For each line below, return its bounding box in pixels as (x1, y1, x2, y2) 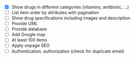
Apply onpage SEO (11, 42, 50, 48)
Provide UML (11, 20, 38, 26)
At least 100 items (11, 37, 48, 43)
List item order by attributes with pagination (11, 10, 99, 16)
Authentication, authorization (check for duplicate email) (11, 48, 125, 54)
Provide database (11, 26, 47, 32)
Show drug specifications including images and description (11, 15, 131, 21)
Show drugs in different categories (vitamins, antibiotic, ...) (11, 4, 129, 10)
